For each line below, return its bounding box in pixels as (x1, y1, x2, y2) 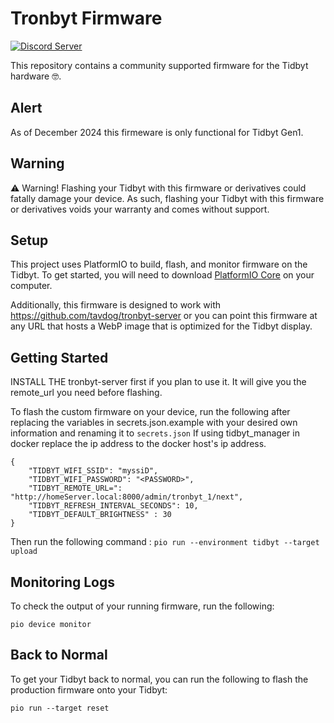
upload (10, 547, 38, 557)
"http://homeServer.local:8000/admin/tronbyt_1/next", (10, 492, 244, 502)
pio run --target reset (10, 703, 110, 713)
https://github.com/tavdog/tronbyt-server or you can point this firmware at (10, 310, 318, 322)
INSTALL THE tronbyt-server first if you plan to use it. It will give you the (10, 376, 307, 388)
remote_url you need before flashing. (10, 387, 163, 399)
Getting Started (10, 349, 109, 366)
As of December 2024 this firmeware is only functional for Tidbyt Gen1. (10, 126, 304, 138)
